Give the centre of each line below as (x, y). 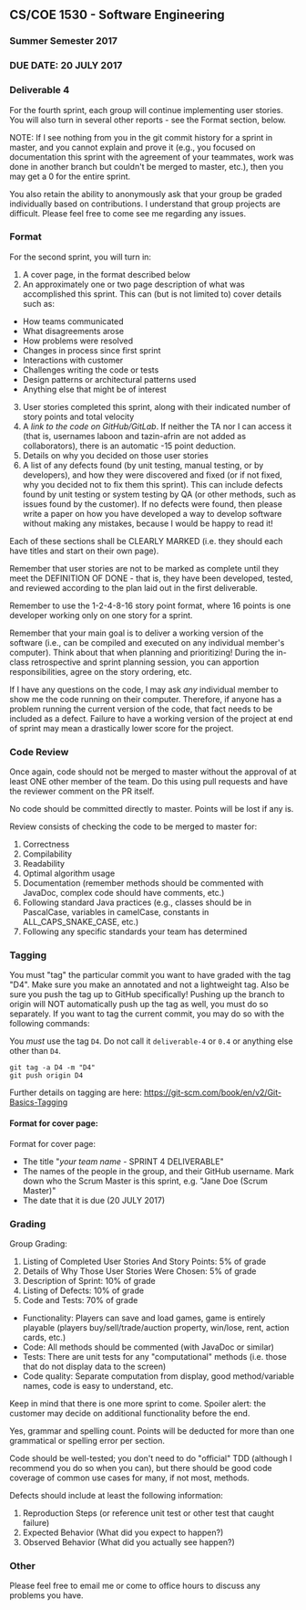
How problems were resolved (78, 341)
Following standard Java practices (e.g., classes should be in (137, 902)
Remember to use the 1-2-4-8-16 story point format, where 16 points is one (150, 605)
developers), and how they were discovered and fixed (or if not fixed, (152, 475)
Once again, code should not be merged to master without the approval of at (153, 772)
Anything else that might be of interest (94, 389)
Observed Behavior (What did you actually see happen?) (128, 1542)
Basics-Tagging (39, 1102)
